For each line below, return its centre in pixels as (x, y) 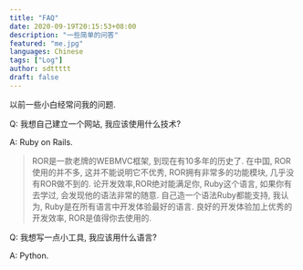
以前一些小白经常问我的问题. (63, 104)
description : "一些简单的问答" (64, 35)
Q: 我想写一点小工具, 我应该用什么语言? (83, 237)
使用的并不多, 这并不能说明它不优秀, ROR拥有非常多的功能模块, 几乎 (159, 172)
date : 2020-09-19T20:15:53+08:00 (73, 26)
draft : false (34, 78)
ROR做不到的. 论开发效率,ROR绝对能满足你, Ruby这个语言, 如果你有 (166, 183)
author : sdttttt (40, 69)
